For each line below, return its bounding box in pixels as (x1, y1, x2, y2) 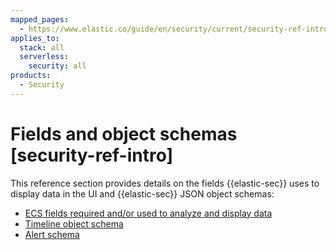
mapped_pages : (10, 14, 70, 25)
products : (10, 71, 52, 81)
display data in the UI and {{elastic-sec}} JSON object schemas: (10, 187, 275, 200)
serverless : (19, 52, 70, 62)
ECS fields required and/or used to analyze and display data (24, 207, 273, 219)
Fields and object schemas (10, 122, 238, 145)
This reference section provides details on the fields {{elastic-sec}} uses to (10, 177, 320, 189)
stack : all (19, 42, 65, 53)
